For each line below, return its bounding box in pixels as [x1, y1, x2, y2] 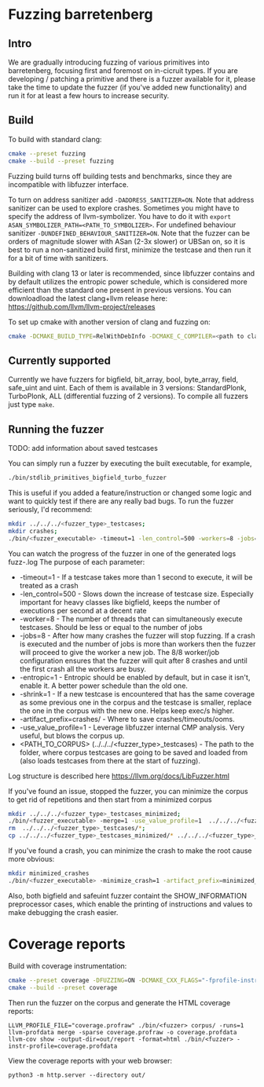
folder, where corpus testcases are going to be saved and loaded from [19, 748, 248, 757]
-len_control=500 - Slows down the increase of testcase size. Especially [19, 589, 254, 598]
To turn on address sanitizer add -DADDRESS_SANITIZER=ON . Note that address [8, 195, 255, 204]
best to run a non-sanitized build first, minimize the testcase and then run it [8, 245, 251, 254]
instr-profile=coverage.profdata [8, 1042, 118, 1050]
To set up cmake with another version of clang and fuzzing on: [8, 317, 211, 327]
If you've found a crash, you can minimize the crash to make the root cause [8, 846, 253, 855]
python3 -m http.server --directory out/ [8, 1071, 146, 1079]
